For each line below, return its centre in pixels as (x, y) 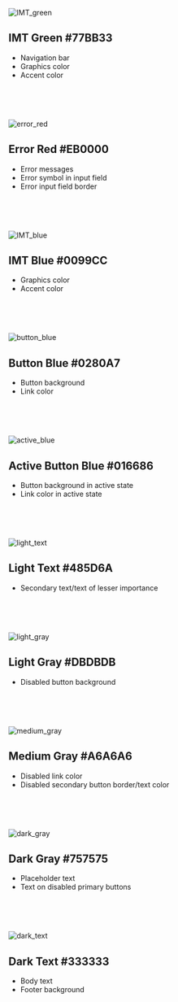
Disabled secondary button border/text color (95, 784)
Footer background (52, 990)
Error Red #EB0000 (59, 149)
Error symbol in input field (63, 177)
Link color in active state (61, 494)
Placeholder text (48, 878)
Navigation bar (45, 58)
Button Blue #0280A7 (64, 363)
